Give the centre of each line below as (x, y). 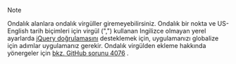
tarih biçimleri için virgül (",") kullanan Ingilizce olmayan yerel (118, 31)
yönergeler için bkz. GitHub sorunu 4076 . (68, 53)
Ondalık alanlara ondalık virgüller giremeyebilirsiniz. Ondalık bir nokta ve (112, 23)
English (18, 31)
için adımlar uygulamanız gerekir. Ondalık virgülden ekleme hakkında (107, 46)
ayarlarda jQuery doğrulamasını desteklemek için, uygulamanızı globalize (113, 38)
